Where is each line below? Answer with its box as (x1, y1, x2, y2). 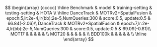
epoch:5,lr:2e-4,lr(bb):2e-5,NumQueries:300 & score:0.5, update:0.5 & (6, 15, 151, 21)
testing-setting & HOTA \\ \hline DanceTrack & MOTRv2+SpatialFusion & (4, 10, 153, 16)
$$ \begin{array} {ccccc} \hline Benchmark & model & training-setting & (4, 5, 153, 10)
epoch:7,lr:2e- (121, 20, 150, 26)
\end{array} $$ (63, 36, 94, 42)
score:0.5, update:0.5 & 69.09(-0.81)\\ (74, 26, 151, 32)
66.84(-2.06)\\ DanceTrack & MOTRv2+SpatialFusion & (7, 20, 120, 26)
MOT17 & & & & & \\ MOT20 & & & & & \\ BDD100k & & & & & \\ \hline (10, 31, 147, 37)
